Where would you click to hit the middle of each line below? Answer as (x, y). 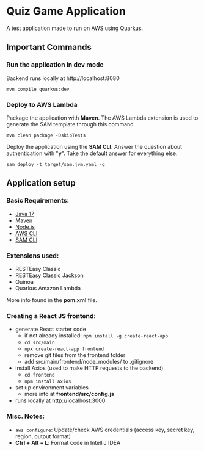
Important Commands (49, 47)
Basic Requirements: (38, 201)
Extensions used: (33, 256)
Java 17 (25, 214)
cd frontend (39, 375)
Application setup (41, 183)
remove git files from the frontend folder (75, 355)
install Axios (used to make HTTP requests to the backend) (89, 368)
